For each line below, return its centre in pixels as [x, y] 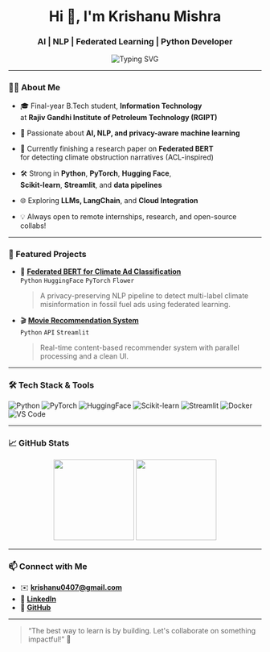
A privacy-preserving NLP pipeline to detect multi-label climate [144, 296]
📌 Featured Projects [47, 254]
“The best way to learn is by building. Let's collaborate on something [141, 630]
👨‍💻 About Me [34, 88]
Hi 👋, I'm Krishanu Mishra [135, 17]
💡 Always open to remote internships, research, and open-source [128, 216]
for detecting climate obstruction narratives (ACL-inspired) [117, 157]
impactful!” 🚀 [49, 639]
